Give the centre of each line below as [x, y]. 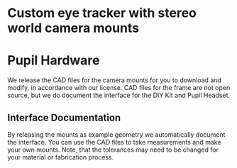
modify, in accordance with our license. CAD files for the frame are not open [119, 88]
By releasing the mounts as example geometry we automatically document [116, 134]
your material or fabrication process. [61, 157]
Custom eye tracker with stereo [102, 13]
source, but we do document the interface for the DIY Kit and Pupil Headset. [119, 95]
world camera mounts [73, 28]
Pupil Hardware [54, 61]
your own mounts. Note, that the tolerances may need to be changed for [113, 150]
